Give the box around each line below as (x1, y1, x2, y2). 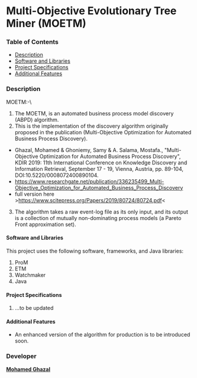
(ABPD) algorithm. (14, 116, 59, 123)
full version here (14, 190, 55, 198)
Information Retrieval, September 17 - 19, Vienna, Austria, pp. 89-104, (14, 165, 184, 172)
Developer (6, 352, 37, 360)
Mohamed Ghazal (6, 366, 51, 373)
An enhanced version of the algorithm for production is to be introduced (14, 331, 190, 338)
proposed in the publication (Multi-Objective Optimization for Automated (14, 128, 192, 135)
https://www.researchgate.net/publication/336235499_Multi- (14, 177, 164, 185)
